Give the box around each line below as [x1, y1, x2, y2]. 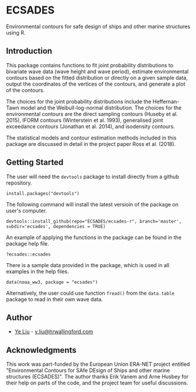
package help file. [6, 240, 50, 247]
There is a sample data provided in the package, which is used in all [6, 261, 170, 268]
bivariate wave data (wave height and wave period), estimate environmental [6, 68, 189, 75]
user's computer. [6, 207, 47, 214]
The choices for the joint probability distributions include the [6, 98, 152, 105]
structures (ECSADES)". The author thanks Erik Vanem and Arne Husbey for [6, 373, 189, 380]
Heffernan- [152, 98, 180, 105]
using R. [6, 29, 26, 36]
